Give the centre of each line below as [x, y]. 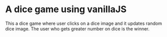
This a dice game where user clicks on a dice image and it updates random [84, 23]
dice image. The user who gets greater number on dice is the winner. [77, 28]
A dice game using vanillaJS [66, 9]
